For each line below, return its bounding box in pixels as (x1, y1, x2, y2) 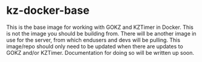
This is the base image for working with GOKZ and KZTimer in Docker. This (6, 23, 194, 31)
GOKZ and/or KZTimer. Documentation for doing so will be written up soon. (6, 49, 195, 56)
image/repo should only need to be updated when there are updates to (6, 43, 183, 50)
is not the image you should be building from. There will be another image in (6, 29, 197, 37)
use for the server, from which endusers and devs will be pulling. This (6, 36, 181, 43)
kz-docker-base (6, 4, 90, 17)
